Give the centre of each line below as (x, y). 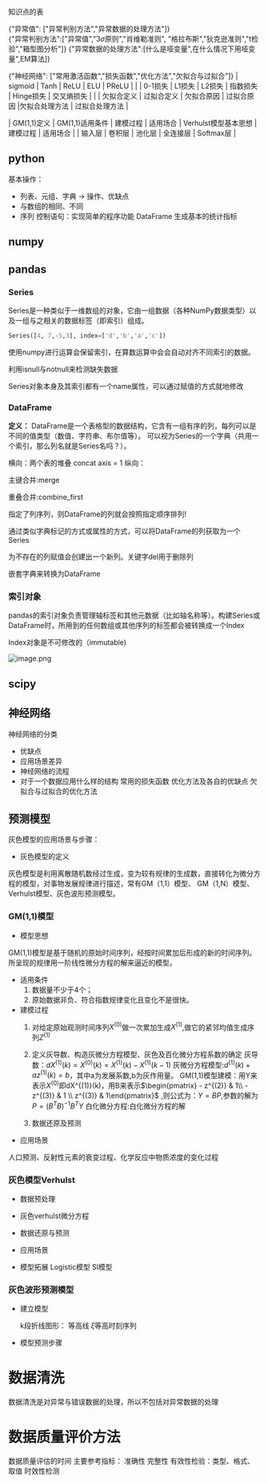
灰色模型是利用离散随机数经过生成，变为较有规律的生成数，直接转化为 (124, 873)
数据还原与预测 (44, 1233)
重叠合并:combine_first (46, 497)
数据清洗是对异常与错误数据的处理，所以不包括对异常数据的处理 (113, 1402)
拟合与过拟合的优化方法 (58, 791)
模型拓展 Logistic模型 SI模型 (66, 1266)
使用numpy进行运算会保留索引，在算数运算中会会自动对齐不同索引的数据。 (132, 352)
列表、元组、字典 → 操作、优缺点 (74, 196)
